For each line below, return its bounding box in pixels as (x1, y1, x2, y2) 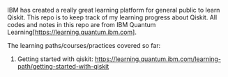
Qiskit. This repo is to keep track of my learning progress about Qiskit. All (7, 13, 218, 22)
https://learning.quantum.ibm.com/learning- (94, 55, 222, 63)
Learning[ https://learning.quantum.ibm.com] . (7, 28, 137, 36)
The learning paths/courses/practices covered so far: (7, 42, 161, 49)
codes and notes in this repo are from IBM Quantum (7, 21, 156, 28)
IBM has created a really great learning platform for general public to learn (7, 6, 220, 14)
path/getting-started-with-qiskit (17, 62, 109, 70)
